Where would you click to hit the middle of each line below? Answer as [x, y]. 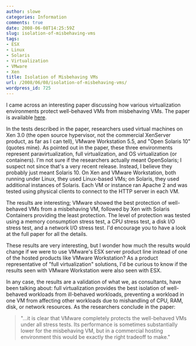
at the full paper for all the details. [47, 234]
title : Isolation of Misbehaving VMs [52, 77]
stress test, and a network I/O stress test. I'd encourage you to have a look [96, 228]
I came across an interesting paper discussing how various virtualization [93, 105]
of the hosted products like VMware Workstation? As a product [82, 258]
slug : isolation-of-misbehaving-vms [51, 34]
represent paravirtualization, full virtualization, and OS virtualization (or [92, 154]
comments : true [25, 22]
